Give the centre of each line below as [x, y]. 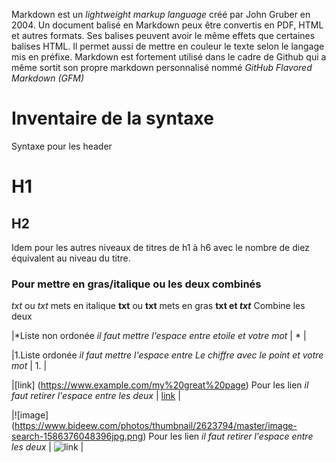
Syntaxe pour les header [62, 146]
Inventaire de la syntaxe [112, 118]
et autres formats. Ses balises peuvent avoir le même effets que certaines [163, 35]
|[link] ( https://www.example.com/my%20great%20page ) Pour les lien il [160, 385]
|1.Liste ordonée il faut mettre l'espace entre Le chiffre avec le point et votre [167, 355]
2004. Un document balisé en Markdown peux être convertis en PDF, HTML [167, 25]
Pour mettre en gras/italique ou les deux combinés [136, 284]
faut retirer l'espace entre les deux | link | [96, 396]
